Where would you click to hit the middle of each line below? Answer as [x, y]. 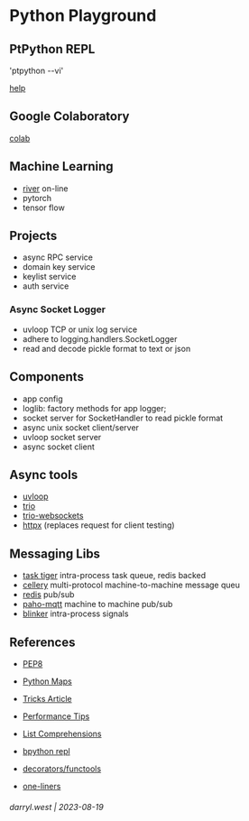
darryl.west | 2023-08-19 [56, 807]
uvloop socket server [62, 437]
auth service [46, 286]
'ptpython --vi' [37, 70]
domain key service [59, 267]
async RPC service [57, 257]
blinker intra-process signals [75, 613]
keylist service [49, 277]
